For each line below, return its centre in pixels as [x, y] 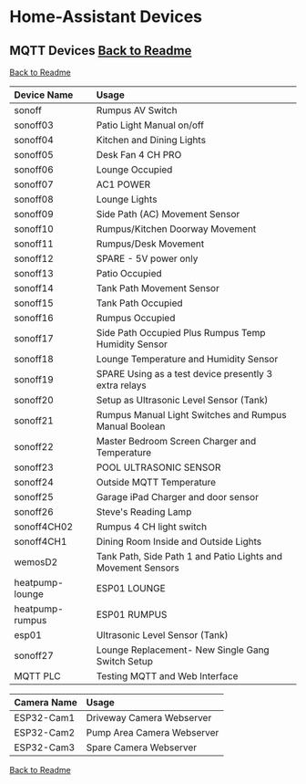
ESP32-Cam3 [45, 747]
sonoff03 [34, 125]
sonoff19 [34, 379]
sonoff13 [34, 273]
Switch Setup [124, 661]
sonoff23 [34, 467]
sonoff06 [34, 169]
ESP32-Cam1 [45, 718]
